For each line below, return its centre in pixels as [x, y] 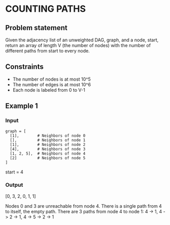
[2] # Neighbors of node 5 [48, 158]
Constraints [25, 67]
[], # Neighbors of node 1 [48, 140]
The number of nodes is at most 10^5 [52, 79]
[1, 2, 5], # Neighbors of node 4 [48, 154]
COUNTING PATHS [45, 9]
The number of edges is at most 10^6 [52, 84]
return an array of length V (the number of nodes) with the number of [78, 45]
